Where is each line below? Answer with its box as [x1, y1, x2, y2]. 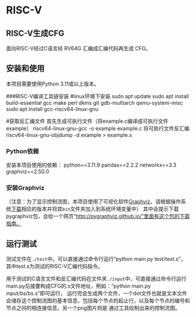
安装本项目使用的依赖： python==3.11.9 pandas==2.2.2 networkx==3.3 [6, 161, 177, 168]
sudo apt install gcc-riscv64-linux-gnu [6, 105, 99, 112]
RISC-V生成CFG [6, 28, 65, 38]
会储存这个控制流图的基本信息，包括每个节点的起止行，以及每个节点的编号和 [6, 297, 190, 304]
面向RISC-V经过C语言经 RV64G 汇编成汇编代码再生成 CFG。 [6, 45, 151, 51]
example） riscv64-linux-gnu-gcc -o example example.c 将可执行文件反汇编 [6, 125, 190, 132]
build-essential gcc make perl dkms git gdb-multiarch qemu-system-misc [6, 99, 183, 106]
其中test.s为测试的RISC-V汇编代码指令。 [6, 263, 103, 270]
